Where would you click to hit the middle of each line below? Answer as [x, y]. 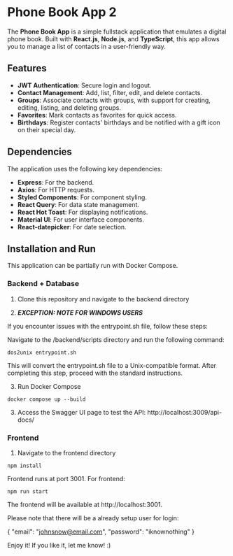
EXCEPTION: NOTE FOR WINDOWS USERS [80, 313]
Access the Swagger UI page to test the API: [82, 412]
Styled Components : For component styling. [82, 197]
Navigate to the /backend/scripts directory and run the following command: [116, 339]
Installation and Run [52, 249]
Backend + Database [43, 284]
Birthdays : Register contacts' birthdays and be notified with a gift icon [119, 122]
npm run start [28, 491]
